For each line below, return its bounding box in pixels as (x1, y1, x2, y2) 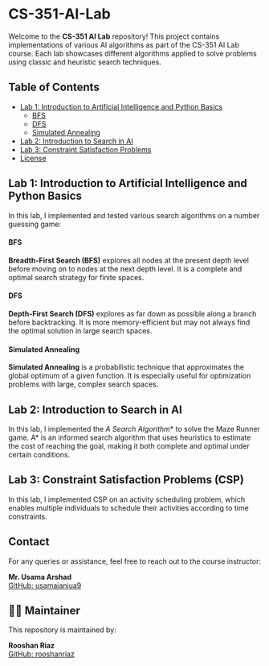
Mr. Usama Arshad (8, 572, 72, 581)
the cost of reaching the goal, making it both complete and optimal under (8, 441, 251, 451)
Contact (8, 535, 50, 548)
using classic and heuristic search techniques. (8, 57, 162, 67)
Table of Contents (8, 81, 100, 94)
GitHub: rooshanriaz (8, 649, 75, 659)
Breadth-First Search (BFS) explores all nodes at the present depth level (8, 255, 249, 265)
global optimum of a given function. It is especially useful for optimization (8, 371, 251, 381)
